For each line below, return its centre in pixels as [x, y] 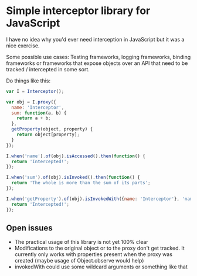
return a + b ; [34, 118]
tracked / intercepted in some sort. [48, 69]
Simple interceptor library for [78, 11]
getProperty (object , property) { [52, 129]
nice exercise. [23, 46]
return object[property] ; [48, 135]
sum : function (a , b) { [39, 113]
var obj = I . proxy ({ [31, 102]
